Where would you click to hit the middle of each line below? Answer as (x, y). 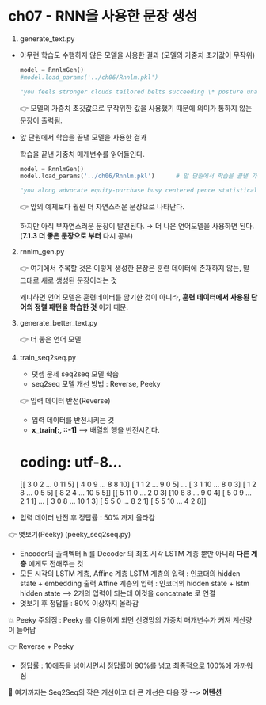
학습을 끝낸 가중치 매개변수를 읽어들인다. (82, 154)
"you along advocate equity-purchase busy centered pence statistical (139, 191)
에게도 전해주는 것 (56, 564)
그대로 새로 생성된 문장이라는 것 (68, 280)
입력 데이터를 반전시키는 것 (73, 420)
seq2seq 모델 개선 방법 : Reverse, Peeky (96, 384)
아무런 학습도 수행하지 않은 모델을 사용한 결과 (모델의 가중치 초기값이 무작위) (137, 55)
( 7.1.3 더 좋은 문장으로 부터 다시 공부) (76, 236)
